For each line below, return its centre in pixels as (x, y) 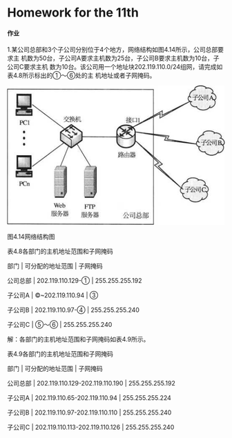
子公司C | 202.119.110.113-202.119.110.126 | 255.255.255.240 (91, 427)
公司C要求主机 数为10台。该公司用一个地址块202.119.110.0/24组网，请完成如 (115, 67)
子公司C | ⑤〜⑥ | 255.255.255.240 (60, 324)
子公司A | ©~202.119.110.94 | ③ (53, 295)
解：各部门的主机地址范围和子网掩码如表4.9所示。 (78, 339)
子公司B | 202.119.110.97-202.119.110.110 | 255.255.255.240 (89, 412)
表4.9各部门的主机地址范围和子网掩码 (60, 354)
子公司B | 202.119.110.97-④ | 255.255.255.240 (74, 310)
